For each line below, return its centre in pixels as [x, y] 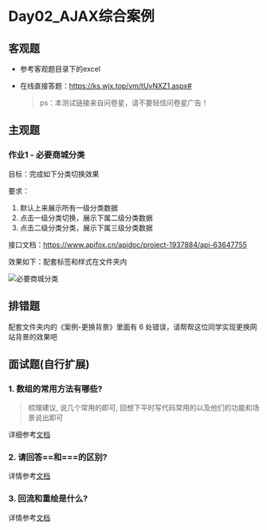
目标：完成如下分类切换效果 [54, 174]
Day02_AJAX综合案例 [82, 16]
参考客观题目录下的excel [60, 69]
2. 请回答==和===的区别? [58, 457]
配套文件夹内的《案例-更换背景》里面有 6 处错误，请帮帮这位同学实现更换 [129, 327]
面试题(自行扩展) [49, 364]
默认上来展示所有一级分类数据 [69, 207]
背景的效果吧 [36, 336]
